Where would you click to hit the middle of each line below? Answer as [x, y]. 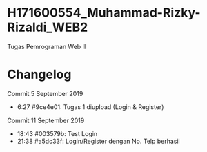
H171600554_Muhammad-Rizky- [104, 13]
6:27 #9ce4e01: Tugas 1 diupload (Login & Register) [90, 107]
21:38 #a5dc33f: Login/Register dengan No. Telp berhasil [99, 141]
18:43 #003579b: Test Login [57, 133]
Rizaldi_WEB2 [48, 27]
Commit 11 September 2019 [46, 120]
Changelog [39, 75]
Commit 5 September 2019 [45, 93]
